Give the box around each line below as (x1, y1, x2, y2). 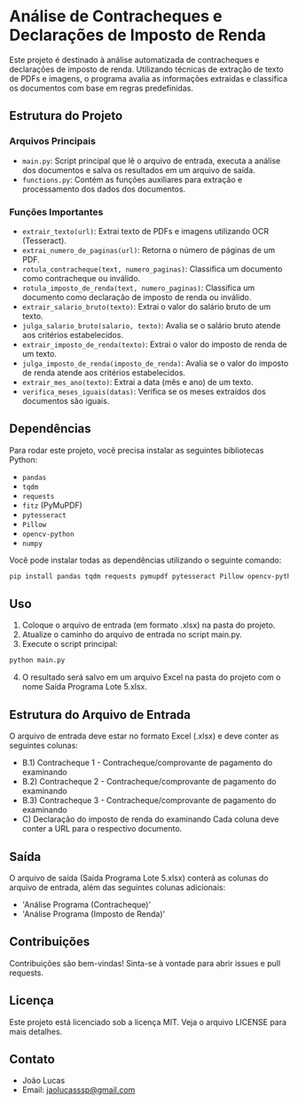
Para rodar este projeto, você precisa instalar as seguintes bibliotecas (9, 445, 264, 455)
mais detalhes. (9, 1026, 63, 1037)
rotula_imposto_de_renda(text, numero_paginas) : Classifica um (21, 282, 255, 293)
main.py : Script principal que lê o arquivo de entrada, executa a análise (21, 155, 281, 166)
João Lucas (21, 1076, 66, 1086)
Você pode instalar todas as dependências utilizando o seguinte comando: (9, 555, 282, 565)
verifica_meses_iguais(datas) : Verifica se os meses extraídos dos (21, 386, 266, 397)
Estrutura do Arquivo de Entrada (9, 707, 192, 722)
